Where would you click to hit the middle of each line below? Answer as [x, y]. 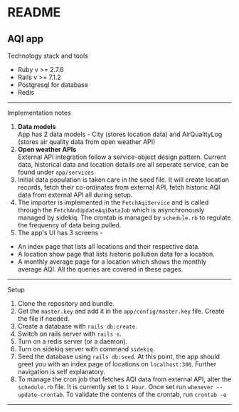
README [34, 12]
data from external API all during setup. [75, 195]
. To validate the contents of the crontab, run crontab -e [145, 394]
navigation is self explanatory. [61, 372]
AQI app [26, 39]
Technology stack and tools [48, 56]
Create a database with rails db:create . [77, 326]
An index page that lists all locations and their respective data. [109, 246]
